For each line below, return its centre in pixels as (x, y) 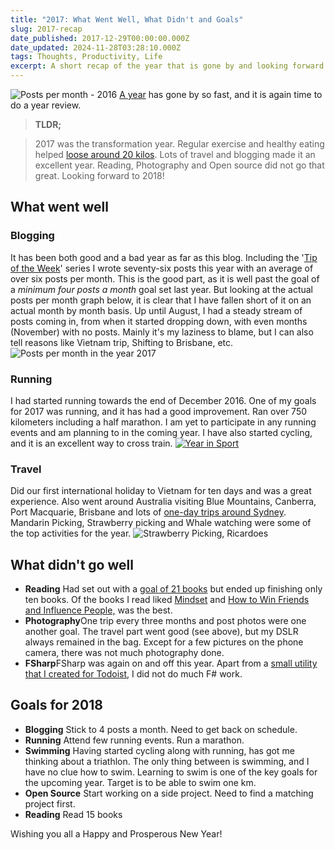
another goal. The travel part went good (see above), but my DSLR (161, 632)
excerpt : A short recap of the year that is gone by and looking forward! (169, 66)
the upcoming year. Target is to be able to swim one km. (140, 782)
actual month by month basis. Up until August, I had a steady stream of (156, 310)
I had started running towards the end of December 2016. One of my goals (163, 400)
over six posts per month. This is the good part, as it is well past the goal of (165, 278)
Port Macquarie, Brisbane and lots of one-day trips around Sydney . (148, 512)
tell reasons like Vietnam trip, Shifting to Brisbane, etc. (122, 342)
